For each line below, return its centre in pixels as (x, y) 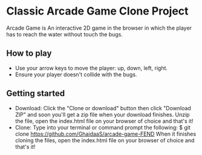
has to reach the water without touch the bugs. (64, 34)
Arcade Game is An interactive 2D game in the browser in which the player (99, 28)
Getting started (36, 94)
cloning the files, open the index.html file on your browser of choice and (105, 140)
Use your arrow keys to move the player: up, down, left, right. (91, 68)
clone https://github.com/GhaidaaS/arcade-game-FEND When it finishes (106, 134)
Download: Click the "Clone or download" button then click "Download (103, 108)
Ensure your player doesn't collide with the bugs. (76, 74)
